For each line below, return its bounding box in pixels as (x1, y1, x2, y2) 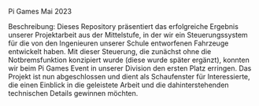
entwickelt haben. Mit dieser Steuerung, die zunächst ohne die (8, 47, 212, 56)
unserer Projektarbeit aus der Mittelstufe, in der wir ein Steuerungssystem (8, 31, 248, 39)
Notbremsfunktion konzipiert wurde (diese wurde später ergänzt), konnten (8, 55, 250, 64)
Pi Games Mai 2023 (8, 7, 72, 16)
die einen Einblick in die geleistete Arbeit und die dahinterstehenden (8, 80, 230, 90)
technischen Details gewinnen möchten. (8, 89, 139, 97)
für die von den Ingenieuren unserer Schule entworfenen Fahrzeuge (8, 38, 229, 48)
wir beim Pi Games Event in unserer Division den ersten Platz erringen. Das (8, 64, 252, 73)
